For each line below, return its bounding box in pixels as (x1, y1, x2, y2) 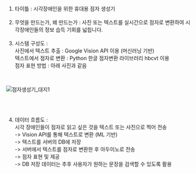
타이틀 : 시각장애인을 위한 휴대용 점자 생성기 (14, 5, 116, 12)
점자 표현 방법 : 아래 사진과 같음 (14, 62, 87, 69)
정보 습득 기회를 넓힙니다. (45, 26, 103, 33)
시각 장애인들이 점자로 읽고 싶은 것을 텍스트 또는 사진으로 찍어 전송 (14, 123, 167, 130)
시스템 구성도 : (14, 40, 48, 47)
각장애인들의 (14, 26, 44, 33)
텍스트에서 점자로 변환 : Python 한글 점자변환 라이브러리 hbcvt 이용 (14, 55, 170, 61)
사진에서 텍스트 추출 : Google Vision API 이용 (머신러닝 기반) (14, 47, 155, 54)
